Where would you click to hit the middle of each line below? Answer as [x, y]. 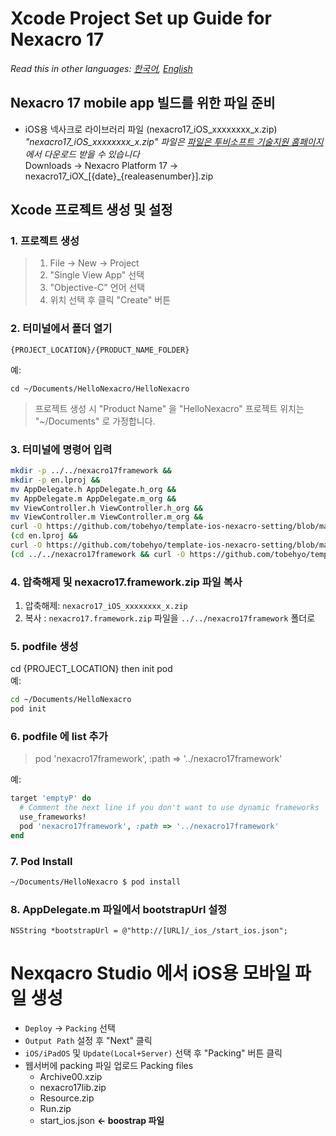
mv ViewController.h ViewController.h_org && [106, 508]
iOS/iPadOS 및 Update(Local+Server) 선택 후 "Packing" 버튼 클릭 [153, 1053]
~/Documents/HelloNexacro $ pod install [96, 882]
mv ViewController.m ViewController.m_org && [106, 517]
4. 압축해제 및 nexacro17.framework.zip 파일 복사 [126, 582]
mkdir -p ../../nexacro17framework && [91, 471]
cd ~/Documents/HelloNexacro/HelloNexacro [100, 388]
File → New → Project [94, 263]
